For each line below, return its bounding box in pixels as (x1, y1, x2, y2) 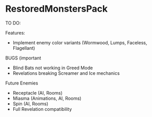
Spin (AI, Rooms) (12, 100, 49, 107)
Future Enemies (5, 80, 38, 86)
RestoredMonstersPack (5, 3, 108, 15)
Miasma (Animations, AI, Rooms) (12, 95, 82, 101)
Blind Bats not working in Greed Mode (12, 65, 93, 71)
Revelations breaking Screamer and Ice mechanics (12, 70, 120, 76)
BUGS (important (5, 54, 41, 61)
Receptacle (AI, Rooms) (12, 90, 63, 96)
